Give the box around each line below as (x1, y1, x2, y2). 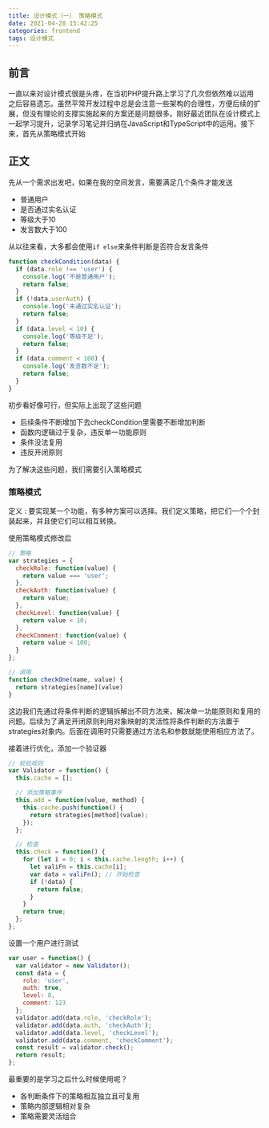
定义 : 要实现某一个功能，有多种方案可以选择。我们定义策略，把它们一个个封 (8, 506, 260, 515)
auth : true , (22, 984, 62, 992)
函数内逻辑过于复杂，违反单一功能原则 (19, 427, 147, 437)
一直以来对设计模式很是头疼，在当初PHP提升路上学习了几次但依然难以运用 (8, 89, 255, 99)
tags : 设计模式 (8, 34, 54, 43)
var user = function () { (8, 954, 91, 962)
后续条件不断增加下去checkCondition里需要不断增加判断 (19, 417, 206, 426)
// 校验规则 (8, 759, 44, 768)
